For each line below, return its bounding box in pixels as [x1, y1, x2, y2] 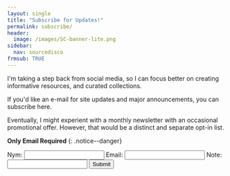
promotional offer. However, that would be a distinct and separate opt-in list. [7, 123, 224, 132]
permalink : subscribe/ [7, 23, 73, 30]
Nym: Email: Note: [7, 150, 222, 159]
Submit [92, 160, 111, 168]
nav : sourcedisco [13, 49, 64, 56]
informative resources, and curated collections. [7, 81, 142, 90]
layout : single [7, 10, 51, 17]
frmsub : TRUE [7, 55, 45, 62]
